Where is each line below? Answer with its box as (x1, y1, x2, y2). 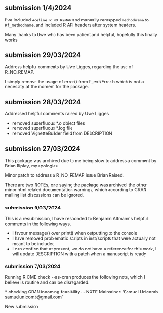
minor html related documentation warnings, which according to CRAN (5, 187, 147, 193)
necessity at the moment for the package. (5, 83, 89, 89)
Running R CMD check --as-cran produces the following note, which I (5, 274, 145, 280)
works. (5, 37, 19, 42)
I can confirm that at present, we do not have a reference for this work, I (12, 246, 157, 251)
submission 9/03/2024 (5, 205, 61, 211)
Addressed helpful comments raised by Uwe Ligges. (5, 111, 110, 117)
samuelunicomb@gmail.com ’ (5, 294, 63, 300)
